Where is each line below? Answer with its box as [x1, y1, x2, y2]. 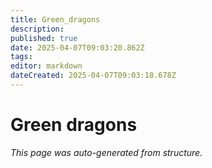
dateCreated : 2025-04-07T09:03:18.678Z [10, 71, 177, 81]
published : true [10, 33, 78, 43]
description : [10, 24, 65, 34]
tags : [10, 52, 33, 62]
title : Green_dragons [10, 14, 101, 25]
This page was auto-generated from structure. [10, 146, 203, 158]
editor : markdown [10, 61, 83, 71]
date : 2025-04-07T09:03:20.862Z [10, 42, 145, 53]
